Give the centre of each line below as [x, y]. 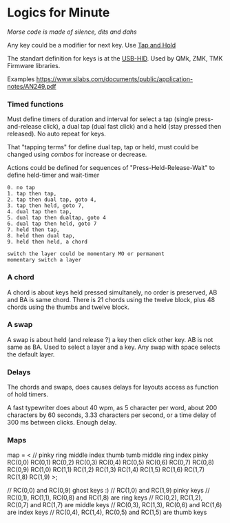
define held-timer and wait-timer [53, 175]
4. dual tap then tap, [40, 212]
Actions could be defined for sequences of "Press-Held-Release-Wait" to [111, 168]
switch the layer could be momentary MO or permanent [86, 254]
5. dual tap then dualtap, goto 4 [57, 218]
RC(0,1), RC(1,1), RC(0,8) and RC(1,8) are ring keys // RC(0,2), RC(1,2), [105, 498]
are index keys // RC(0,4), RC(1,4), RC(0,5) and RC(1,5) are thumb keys [107, 512]
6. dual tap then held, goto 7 [52, 224]
